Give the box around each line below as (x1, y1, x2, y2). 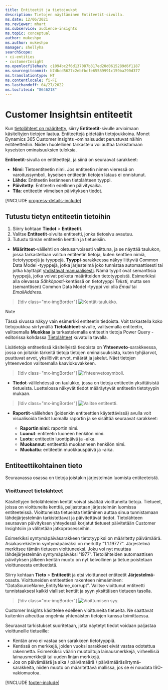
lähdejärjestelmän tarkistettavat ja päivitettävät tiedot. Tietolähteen (5, 515, 143, 521)
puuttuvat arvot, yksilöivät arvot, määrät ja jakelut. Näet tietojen (5, 355, 136, 361)
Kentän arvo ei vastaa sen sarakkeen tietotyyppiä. (12, 638, 116, 644)
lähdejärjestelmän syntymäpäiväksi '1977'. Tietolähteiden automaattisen (5, 551, 153, 557)
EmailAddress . (12, 289, 43, 295)
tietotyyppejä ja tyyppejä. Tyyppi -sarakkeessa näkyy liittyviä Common (12, 257, 158, 263)
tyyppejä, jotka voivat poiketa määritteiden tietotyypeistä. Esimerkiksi (12, 273, 156, 279)
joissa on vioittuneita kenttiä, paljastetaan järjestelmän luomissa (5, 504, 136, 510)
